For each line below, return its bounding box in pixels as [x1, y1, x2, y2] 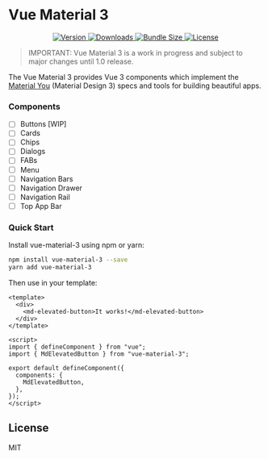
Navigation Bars [19, 173, 73, 183]
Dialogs [19, 147, 46, 156]
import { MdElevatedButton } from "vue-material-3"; [8, 349, 190, 358]
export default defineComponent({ [8, 364, 125, 372]
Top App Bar [19, 201, 62, 211]
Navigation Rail [19, 192, 70, 202]
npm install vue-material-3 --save [8, 256, 128, 264]
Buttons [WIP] [19, 119, 67, 129]
